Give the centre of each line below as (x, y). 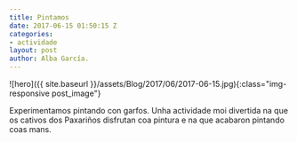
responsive (30, 93)
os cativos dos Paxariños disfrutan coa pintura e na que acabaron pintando (147, 120)
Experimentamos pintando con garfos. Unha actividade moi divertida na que (149, 110)
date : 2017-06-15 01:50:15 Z (63, 26)
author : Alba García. (49, 59)
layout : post (33, 51)
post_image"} (76, 93)
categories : (31, 34)
